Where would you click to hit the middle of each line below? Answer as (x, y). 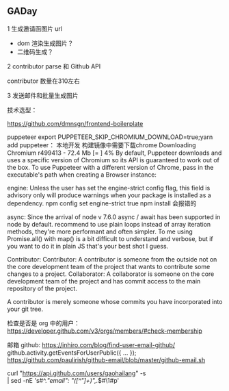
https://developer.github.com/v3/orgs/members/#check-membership (105, 331)
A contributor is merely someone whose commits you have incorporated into (115, 301)
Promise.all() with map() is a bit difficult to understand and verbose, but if (110, 238)
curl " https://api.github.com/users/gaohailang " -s (77, 373)
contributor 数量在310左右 (44, 81)
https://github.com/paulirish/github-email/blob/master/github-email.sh (106, 360)
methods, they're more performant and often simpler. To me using (100, 231)
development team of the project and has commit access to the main (104, 281)
